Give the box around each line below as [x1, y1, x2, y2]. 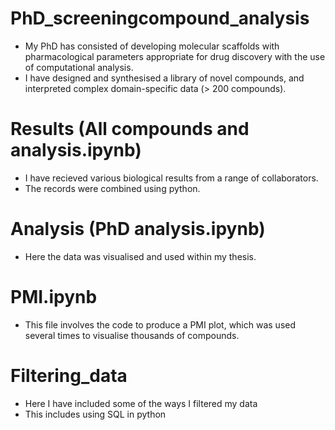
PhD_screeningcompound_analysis [10, 7, 310, 30]
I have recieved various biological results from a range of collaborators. [24, 172, 319, 184]
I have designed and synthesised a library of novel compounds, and [24, 72, 305, 84]
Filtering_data [10, 364, 128, 387]
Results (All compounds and [10, 118, 250, 141]
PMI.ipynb [10, 286, 98, 308]
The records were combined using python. [24, 182, 201, 194]
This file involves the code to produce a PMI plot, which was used [24, 318, 297, 331]
